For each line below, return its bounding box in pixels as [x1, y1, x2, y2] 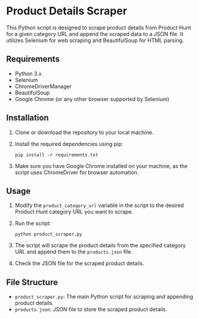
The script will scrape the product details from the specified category [14, 242, 186, 249]
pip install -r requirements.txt [14, 151, 99, 158]
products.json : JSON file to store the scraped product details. [14, 306, 167, 313]
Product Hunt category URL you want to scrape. [14, 208, 133, 215]
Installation [6, 113, 49, 123]
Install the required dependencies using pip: [14, 140, 124, 147]
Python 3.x [14, 70, 42, 77]
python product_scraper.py [14, 232, 82, 238]
